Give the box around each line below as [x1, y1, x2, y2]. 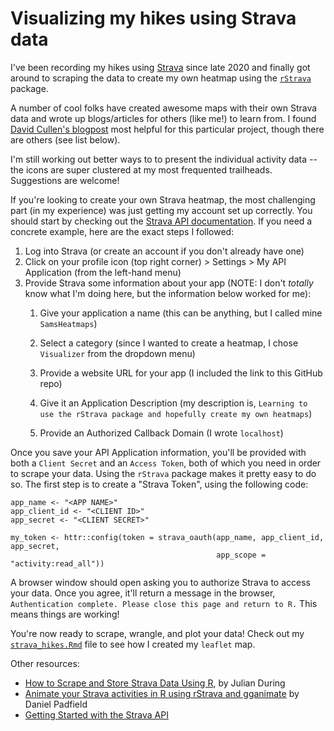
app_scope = [216, 550, 267, 560]
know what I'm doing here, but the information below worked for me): [24, 287, 312, 299]
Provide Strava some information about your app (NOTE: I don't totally [24, 277, 314, 289]
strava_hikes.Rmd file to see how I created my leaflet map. [10, 638, 256, 650]
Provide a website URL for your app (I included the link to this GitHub [39, 367, 323, 379]
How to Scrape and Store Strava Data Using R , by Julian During [24, 677, 286, 689]
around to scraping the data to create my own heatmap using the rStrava [10, 72, 312, 84]
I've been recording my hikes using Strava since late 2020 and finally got [10, 61, 311, 73]
